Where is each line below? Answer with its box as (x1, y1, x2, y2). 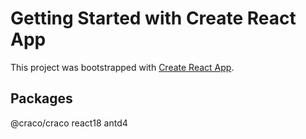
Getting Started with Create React (10, 7, 297, 30)
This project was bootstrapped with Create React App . (10, 61, 235, 73)
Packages (10, 90, 73, 107)
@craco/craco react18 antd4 (10, 117, 128, 129)
